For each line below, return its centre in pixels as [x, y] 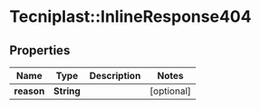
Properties [40, 50]
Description [115, 76]
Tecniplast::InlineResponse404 [130, 17]
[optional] [170, 91]
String [67, 91]
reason [29, 91]
